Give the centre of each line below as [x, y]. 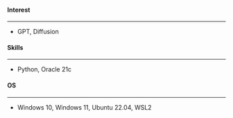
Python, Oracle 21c [44, 69]
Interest [19, 10]
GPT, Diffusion [38, 32]
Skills [15, 47]
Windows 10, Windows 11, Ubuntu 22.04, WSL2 [84, 107]
